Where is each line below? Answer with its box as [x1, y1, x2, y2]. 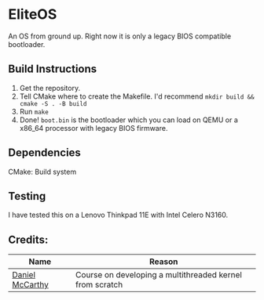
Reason [148, 256, 178, 267]
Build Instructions [8, 63, 97, 76]
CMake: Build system [8, 167, 77, 176]
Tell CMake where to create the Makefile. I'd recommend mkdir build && [19, 92, 255, 101]
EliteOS [8, 5, 57, 23]
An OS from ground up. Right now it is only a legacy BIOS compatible [8, 31, 232, 41]
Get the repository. [19, 83, 81, 92]
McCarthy [12, 280, 49, 291]
